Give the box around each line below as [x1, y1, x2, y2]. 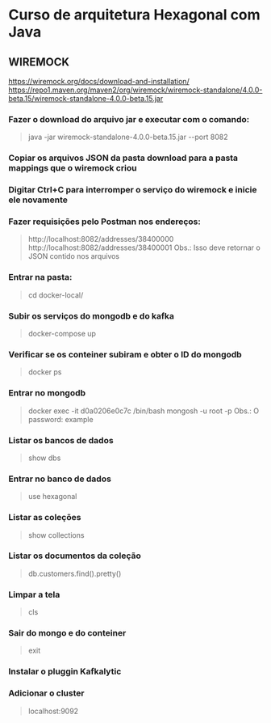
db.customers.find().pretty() [27, 569, 122, 578]
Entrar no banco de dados [8, 473, 111, 484]
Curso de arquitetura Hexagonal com [8, 6, 261, 24]
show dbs [27, 453, 61, 463]
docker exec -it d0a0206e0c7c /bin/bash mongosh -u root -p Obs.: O [27, 406, 260, 416]
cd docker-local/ [27, 290, 84, 300]
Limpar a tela [8, 589, 60, 600]
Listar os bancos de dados [8, 434, 115, 446]
